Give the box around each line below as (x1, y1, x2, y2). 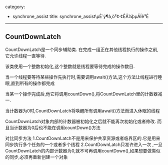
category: (5, 4, 25, 9)
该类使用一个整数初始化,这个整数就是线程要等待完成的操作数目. (5, 63, 135, 69)
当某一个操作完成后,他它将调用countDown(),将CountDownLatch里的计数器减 (5, 90, 162, 96)
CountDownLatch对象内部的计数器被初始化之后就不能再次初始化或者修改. (5, 118, 156, 124)
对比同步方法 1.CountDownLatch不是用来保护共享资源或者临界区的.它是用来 (5, 135, 160, 141)
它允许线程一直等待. (5, 52, 46, 58)
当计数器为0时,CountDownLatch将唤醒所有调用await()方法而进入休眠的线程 (5, 107, 160, 113)
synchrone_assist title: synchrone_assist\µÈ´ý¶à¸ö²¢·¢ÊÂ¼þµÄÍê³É (12, 13, 149, 19)
